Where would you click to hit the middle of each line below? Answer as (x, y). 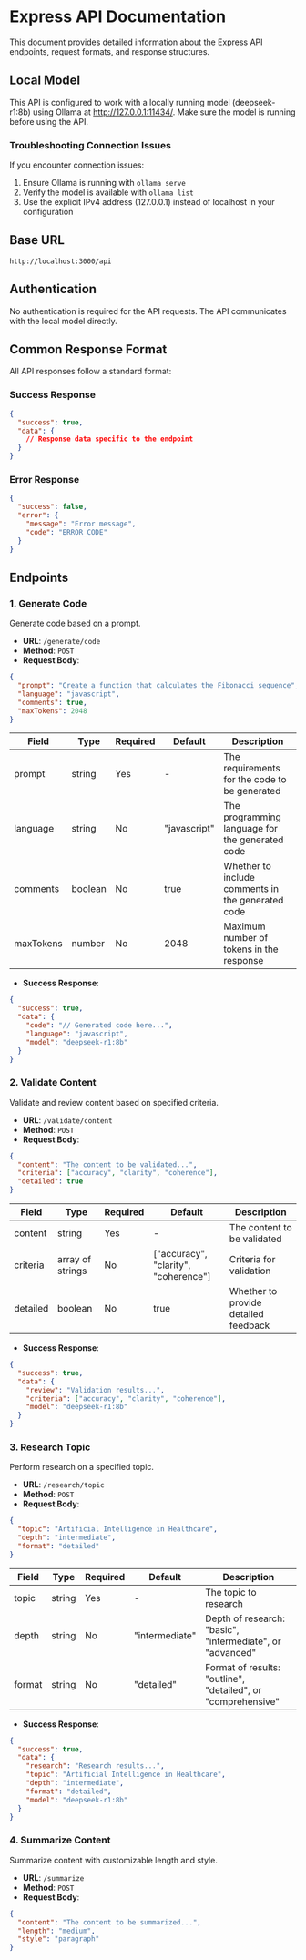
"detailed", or (233, 1689)
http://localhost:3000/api (61, 261)
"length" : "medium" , (56, 1931)
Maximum (244, 926)
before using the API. (49, 121)
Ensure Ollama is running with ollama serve (104, 183)
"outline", (225, 1679)
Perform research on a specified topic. (82, 1467)
